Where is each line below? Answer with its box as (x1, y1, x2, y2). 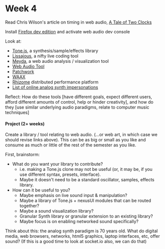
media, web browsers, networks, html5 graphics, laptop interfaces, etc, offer (5, 233, 160, 239)
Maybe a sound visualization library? (19, 208, 94, 214)
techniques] (5, 109, 29, 115)
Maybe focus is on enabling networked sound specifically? (19, 219, 139, 224)
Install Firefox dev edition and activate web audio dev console (5, 28, 130, 34)
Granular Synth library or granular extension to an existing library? (19, 213, 153, 219)
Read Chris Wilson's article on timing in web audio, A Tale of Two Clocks (5, 19, 152, 25)
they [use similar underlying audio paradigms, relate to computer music (5, 104, 150, 110)
